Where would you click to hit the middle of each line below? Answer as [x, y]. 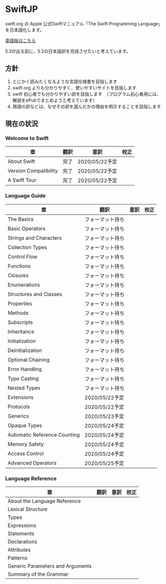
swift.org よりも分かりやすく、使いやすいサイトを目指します [75, 87]
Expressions [22, 525]
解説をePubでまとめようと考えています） [55, 100]
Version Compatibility [33, 171]
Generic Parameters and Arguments [50, 566]
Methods [18, 312]
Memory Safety [26, 444]
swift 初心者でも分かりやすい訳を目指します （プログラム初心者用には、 [86, 94]
